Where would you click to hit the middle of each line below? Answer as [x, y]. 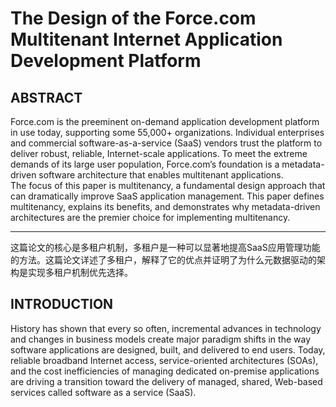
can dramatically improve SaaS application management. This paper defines [167, 196]
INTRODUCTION [62, 304]
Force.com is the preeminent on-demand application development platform [165, 121]
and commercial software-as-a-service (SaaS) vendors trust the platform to [166, 143]
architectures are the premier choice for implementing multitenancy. [150, 217]
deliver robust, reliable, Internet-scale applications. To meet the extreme [159, 153]
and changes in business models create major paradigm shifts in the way [160, 339]
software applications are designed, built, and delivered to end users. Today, [168, 349]
